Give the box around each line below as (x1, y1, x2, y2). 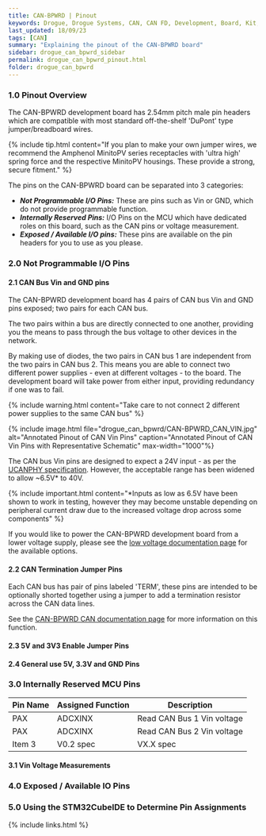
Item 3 (12, 738, 36, 749)
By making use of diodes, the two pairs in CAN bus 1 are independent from (8, 351, 252, 361)
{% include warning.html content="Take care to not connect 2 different (8, 400, 240, 410)
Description (167, 699, 213, 711)
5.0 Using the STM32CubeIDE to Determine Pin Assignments (8, 802, 247, 813)
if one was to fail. (8, 385, 65, 395)
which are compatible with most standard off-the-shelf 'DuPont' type (8, 116, 234, 125)
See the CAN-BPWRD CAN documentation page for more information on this (8, 614, 258, 624)
